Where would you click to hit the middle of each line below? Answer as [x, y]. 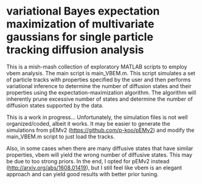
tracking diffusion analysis [75, 50]
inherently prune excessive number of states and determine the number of [99, 99]
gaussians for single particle [80, 37]
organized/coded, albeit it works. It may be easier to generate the [88, 123]
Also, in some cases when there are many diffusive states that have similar [100, 148]
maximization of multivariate [80, 24]
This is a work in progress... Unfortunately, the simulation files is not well [97, 117]
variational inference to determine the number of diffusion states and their [99, 86]
